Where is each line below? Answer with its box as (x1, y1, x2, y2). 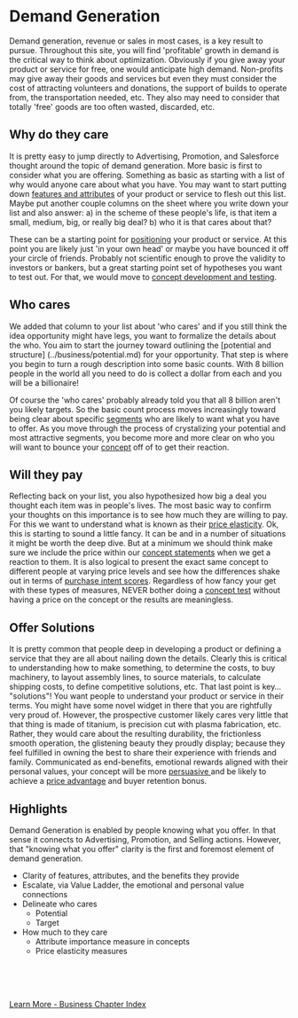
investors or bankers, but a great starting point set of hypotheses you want (9, 262, 283, 272)
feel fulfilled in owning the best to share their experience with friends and (9, 748, 277, 758)
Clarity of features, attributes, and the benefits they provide (21, 871, 239, 881)
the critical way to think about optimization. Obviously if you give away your (9, 54, 286, 65)
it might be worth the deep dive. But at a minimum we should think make (9, 538, 273, 549)
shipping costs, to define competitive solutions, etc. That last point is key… (9, 681, 282, 693)
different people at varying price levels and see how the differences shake (9, 566, 281, 577)
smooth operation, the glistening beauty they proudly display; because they (9, 738, 286, 748)
